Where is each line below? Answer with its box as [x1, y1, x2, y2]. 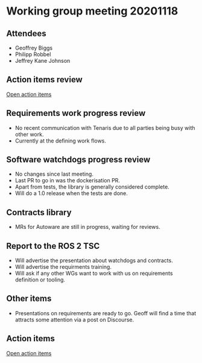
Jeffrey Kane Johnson [14, 57, 71, 64]
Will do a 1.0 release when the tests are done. [14, 190, 128, 197]
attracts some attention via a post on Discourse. [14, 316, 134, 323]
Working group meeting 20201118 [6, 4, 178, 18]
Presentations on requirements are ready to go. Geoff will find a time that [14, 309, 197, 316]
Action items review [6, 74, 83, 85]
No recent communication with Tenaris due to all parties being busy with [14, 124, 195, 131]
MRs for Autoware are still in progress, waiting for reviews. [14, 223, 161, 231]
